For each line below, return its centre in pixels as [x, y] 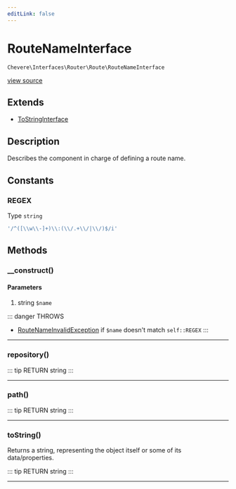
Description [33, 141]
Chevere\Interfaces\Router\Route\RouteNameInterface [86, 67]
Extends [26, 102]
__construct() [31, 270]
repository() [28, 355]
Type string [25, 216]
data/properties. [31, 458]
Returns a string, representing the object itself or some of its [94, 450]
